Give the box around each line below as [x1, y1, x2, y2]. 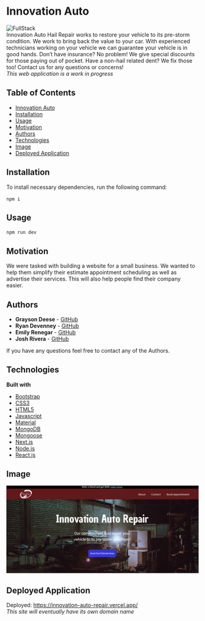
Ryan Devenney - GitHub [15, 322, 79, 329]
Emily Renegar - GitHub [15, 329, 76, 336]
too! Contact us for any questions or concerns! [6, 63, 124, 71]
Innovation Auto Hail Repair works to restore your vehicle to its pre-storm [6, 31, 190, 38]
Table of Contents [6, 87, 76, 98]
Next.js [15, 438, 34, 446]
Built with [6, 381, 31, 388]
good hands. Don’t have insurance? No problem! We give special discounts [6, 50, 195, 57]
